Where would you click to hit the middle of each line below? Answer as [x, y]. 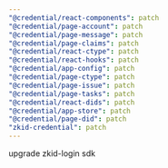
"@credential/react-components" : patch [84, 18]
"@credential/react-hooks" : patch [74, 60]
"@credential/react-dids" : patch [72, 102]
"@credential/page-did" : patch [68, 119]
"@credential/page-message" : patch [76, 35]
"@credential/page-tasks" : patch [72, 94]
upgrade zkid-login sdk [52, 153]
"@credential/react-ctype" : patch [74, 52]
